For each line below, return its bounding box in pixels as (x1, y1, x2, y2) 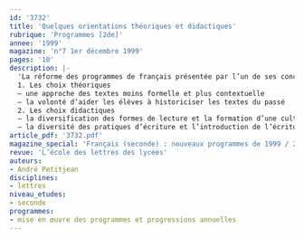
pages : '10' (9, 55, 54, 64)
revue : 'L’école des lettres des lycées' (9, 148, 168, 157)
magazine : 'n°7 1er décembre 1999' (9, 47, 144, 56)
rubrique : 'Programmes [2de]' (9, 30, 124, 39)
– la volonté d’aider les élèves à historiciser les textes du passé (17, 97, 285, 107)
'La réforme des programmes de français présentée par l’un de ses (17, 72, 278, 81)
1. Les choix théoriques (17, 81, 111, 90)
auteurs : (9, 156, 43, 166)
